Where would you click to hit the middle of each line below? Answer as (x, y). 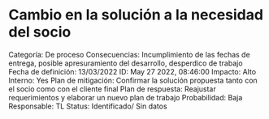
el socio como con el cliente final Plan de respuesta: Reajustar (113, 89)
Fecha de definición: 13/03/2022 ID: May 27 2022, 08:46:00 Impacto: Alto (132, 71)
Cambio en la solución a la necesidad (136, 15)
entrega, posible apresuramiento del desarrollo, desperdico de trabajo (126, 63)
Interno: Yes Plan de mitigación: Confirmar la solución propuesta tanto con (133, 80)
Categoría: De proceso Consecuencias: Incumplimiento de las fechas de (129, 54)
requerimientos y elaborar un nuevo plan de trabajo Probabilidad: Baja (126, 97)
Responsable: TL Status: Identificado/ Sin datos (88, 106)
